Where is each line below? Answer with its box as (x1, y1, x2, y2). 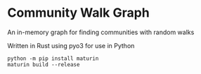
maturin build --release (7, 61, 80, 68)
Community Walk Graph (7, 5, 150, 21)
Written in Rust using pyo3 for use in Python (7, 41, 135, 50)
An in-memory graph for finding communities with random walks (7, 28, 195, 36)
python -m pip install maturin (7, 54, 99, 62)
